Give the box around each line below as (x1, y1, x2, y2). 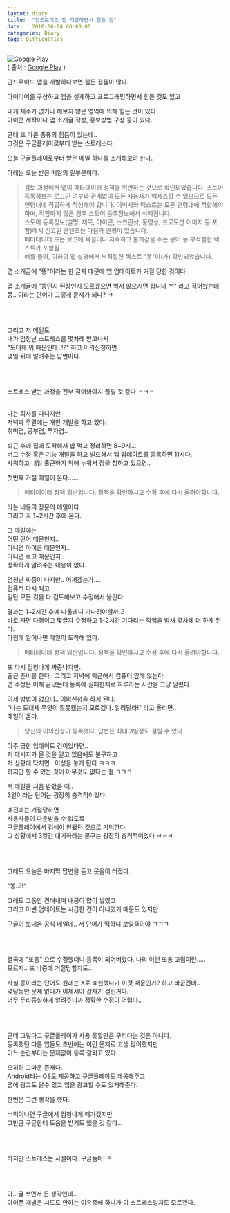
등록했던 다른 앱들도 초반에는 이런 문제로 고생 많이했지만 (7, 1040, 159, 1048)
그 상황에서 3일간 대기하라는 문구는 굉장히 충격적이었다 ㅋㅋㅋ (7, 832, 173, 840)
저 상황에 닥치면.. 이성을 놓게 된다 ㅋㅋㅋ (7, 759, 116, 767)
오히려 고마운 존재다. (7, 1064, 63, 1072)
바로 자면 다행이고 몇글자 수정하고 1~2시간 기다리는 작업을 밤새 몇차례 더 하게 (7, 617, 214, 625)
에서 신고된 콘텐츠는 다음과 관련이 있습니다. (32, 226, 148, 235)
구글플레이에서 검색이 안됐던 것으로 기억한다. (7, 823, 128, 831)
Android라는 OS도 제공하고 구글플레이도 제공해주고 (7, 1072, 146, 1080)
